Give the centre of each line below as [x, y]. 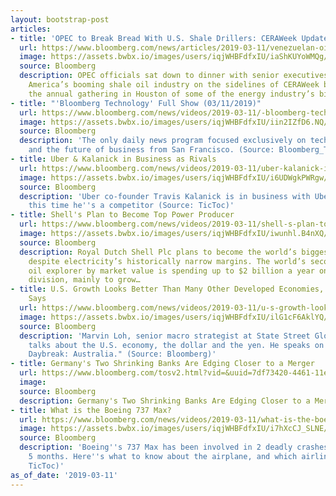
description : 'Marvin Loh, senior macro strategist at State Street [165, 336]
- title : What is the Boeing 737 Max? [91, 410]
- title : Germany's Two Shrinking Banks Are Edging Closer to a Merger [162, 364]
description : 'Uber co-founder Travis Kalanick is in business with [165, 196]
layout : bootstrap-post [60, 19]
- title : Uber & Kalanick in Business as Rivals [113, 159]
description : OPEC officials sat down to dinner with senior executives [174, 76]
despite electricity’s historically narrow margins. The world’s [167, 261]
